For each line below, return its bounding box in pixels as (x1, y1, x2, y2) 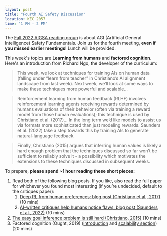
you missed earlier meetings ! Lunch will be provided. (5, 45, 116, 51)
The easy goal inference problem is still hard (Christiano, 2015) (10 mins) (12, 215, 162, 221)
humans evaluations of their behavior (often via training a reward (17, 106, 151, 112)
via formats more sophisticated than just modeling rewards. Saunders (17, 122, 161, 128)
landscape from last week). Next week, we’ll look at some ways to (17, 81, 153, 87)
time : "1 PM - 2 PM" (5, 21, 48, 26)
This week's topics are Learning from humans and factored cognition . (5, 55, 152, 61)
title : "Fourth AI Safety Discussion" (5, 12, 86, 17)
